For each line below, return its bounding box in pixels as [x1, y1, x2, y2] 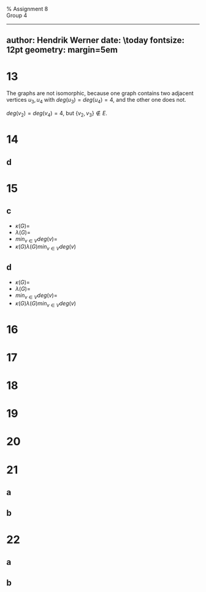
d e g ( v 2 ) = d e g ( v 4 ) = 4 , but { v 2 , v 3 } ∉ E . [6, 110, 107, 118]
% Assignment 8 [6, 6, 48, 12]
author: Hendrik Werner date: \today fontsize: [6, 35, 185, 45]
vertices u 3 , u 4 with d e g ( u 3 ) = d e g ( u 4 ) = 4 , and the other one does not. [6, 96, 186, 105]
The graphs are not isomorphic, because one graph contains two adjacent [6, 90, 194, 97]
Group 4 [6, 12, 28, 19]
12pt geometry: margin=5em [6, 45, 118, 55]
